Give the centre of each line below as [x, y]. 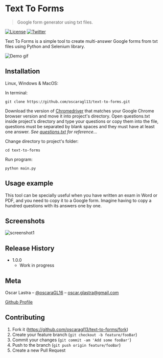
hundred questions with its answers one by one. [53, 206]
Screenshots [25, 221]
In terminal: [16, 93]
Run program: [19, 159]
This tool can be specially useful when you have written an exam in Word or [81, 195]
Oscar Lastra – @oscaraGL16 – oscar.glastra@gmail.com [62, 292]
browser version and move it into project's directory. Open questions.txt [78, 116]
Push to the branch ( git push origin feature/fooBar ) [66, 345]
